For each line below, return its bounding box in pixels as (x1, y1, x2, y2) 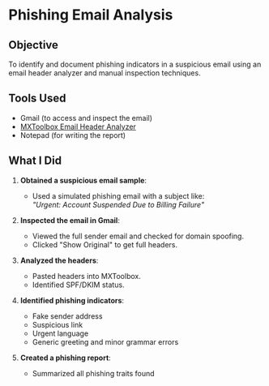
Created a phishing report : (19, 353, 111, 362)
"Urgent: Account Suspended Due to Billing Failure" (32, 199, 205, 209)
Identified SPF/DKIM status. (32, 280, 125, 289)
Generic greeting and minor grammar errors (32, 337, 179, 346)
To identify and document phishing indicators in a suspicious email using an (8, 59, 262, 69)
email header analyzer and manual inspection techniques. (8, 68, 201, 78)
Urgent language (32, 328, 89, 338)
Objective (8, 38, 59, 52)
